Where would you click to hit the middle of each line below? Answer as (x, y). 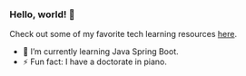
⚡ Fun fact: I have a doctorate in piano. (95, 62)
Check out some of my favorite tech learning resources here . (123, 34)
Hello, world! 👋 (42, 14)
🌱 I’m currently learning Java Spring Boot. (100, 52)
